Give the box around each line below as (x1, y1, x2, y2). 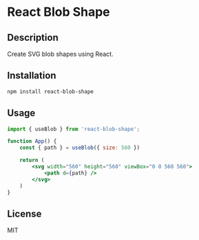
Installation (7, 70, 56, 81)
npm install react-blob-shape (7, 88, 94, 95)
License (7, 208, 42, 219)
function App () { (7, 138, 57, 145)
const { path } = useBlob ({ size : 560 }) (19, 144, 140, 152)
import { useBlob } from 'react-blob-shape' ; (7, 126, 140, 132)
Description (7, 32, 59, 43)
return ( (19, 157, 45, 164)
